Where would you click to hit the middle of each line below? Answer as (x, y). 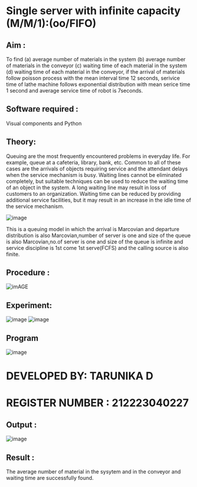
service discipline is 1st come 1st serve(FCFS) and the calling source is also (97, 248)
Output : (21, 425)
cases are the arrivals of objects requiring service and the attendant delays (97, 169)
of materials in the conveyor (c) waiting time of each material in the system (96, 65)
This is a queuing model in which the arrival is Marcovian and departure (93, 229)
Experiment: (29, 305)
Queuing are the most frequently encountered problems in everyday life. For (98, 156)
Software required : (42, 109)
